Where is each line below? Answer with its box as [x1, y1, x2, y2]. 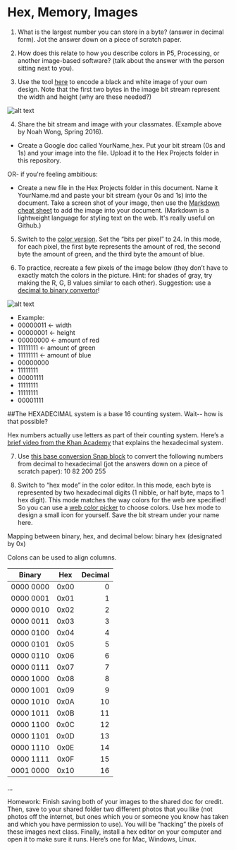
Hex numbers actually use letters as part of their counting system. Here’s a [7, 430, 224, 439]
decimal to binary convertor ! [17, 285, 100, 294]
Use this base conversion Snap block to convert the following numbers [17, 451, 223, 460]
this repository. [17, 156, 61, 165]
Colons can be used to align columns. [7, 553, 117, 562]
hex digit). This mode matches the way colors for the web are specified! [17, 495, 227, 504]
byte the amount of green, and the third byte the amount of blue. [17, 249, 205, 258]
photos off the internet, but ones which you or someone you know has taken [7, 812, 229, 820]
